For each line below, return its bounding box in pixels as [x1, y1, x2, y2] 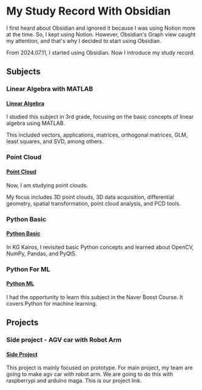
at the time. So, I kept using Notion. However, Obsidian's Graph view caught [6, 30, 196, 38]
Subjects [6, 67, 41, 77]
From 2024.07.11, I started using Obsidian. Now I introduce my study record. [6, 49, 195, 56]
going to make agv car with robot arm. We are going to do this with [6, 371, 173, 378]
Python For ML [6, 265, 50, 274]
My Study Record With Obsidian [6, 4, 171, 18]
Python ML [6, 280, 35, 287]
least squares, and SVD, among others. [6, 138, 104, 145]
